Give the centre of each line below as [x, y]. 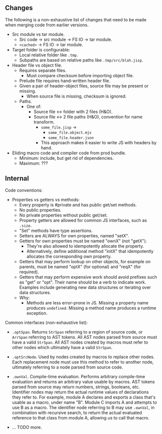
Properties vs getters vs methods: [46, 200]
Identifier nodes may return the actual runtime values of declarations [80, 392]
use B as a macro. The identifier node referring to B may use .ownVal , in [83, 407]
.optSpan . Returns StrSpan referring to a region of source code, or [77, 332]
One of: [34, 106]
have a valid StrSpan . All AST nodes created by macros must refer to [80, 342]
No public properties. [40, 210]
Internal [17, 178]
